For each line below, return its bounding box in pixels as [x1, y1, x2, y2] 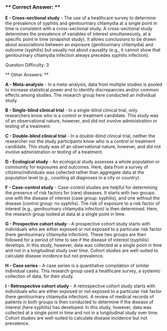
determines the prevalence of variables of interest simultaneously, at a [5, 31, 151, 37]
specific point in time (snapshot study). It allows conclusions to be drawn [5, 36, 156, 42]
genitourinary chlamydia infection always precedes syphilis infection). [5, 52, 149, 58]
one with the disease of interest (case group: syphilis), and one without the [5, 195, 160, 201]
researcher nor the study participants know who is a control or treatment [5, 138, 155, 144]
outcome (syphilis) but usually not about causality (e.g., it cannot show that [5, 47, 160, 53]
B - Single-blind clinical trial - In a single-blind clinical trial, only [5, 107, 138, 114]
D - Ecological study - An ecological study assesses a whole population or [5, 159, 160, 165]
